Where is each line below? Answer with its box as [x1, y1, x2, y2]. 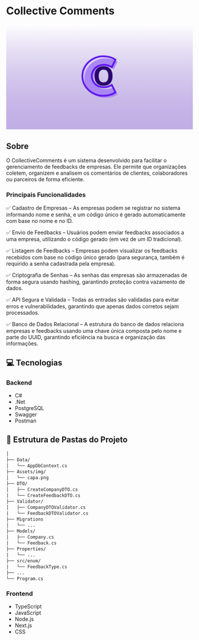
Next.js [14, 622, 33, 629]
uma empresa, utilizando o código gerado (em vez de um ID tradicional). [6, 235, 182, 242]
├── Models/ [6, 528, 36, 534]
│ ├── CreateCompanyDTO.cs [6, 487, 78, 493]
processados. [6, 309, 40, 316]
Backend [6, 379, 33, 387]
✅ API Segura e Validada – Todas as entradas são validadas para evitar [6, 296, 179, 303]
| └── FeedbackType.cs [6, 564, 68, 570]
